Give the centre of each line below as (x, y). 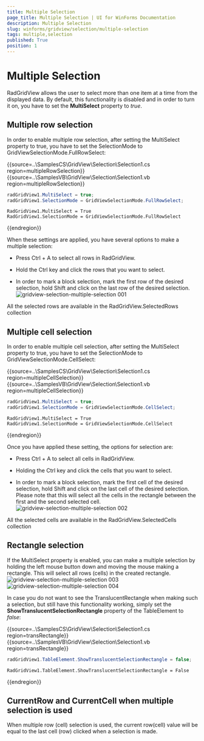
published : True (27, 40)
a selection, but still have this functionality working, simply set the (89, 604)
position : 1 (22, 46)
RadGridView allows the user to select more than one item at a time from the (102, 92)
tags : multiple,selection (39, 35)
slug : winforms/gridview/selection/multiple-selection (78, 29)
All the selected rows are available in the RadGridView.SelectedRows (93, 306)
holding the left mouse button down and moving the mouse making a (93, 566)
